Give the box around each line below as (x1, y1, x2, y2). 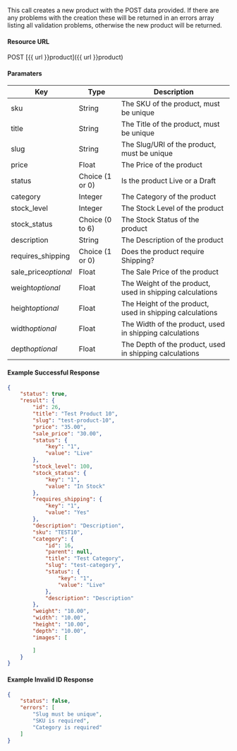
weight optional (11, 283, 61, 293)
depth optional (11, 344, 58, 354)
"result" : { (20, 397, 55, 404)
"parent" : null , (44, 549, 93, 556)
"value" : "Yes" (44, 509, 90, 516)
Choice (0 (78, 215, 112, 225)
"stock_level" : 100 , (32, 463, 93, 470)
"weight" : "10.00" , (32, 608, 90, 615)
